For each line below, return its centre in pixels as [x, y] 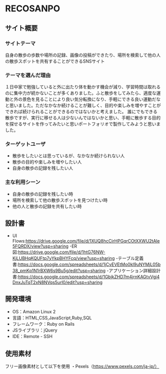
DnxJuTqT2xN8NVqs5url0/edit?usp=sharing [57, 282]
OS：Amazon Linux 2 [34, 312]
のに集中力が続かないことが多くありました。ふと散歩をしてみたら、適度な [81, 93]
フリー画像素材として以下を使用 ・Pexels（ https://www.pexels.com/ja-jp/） [82, 367]
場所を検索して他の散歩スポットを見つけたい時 [60, 200]
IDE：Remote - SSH [32, 336]
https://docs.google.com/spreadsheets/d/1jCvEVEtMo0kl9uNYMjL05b [89, 264]
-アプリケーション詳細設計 [134, 270]
